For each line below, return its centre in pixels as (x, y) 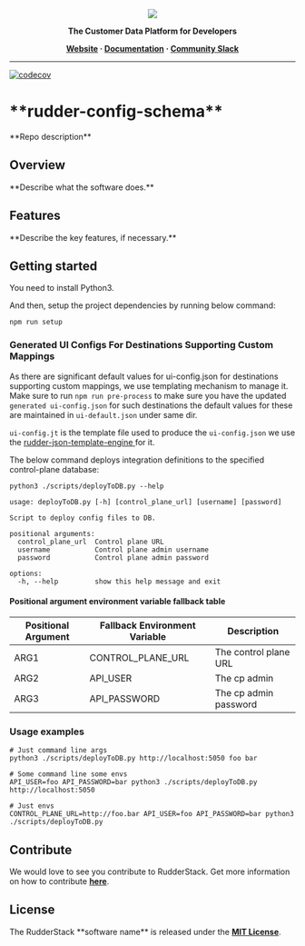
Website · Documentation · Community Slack (152, 49)
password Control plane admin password (113, 558)
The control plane (252, 652)
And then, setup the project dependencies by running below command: (143, 305)
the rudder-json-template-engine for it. (82, 442)
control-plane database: (54, 469)
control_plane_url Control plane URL (91, 542)
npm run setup (36, 323)
